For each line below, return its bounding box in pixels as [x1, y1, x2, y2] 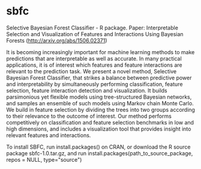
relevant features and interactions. [6, 131, 91, 139]
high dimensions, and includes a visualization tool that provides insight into [6, 125, 191, 132]
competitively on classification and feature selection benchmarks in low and [6, 118, 194, 126]
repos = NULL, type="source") [6, 156, 82, 163]
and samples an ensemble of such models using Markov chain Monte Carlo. [6, 99, 194, 106]
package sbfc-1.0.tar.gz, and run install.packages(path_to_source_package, [6, 149, 193, 157]
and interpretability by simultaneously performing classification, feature [6, 80, 183, 88]
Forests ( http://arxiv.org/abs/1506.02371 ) [6, 37, 107, 44]
